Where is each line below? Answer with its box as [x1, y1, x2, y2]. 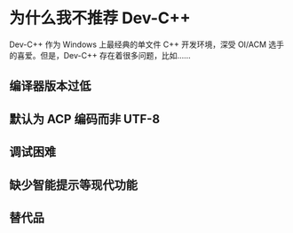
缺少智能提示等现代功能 [9, 177, 138, 192]
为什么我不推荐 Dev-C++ [9, 8, 191, 28]
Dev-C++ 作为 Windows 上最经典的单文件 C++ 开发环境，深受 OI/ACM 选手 [9, 39, 285, 50]
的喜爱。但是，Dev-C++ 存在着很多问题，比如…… [9, 50, 191, 60]
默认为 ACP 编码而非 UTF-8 [9, 112, 161, 127]
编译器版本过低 [9, 79, 91, 94]
